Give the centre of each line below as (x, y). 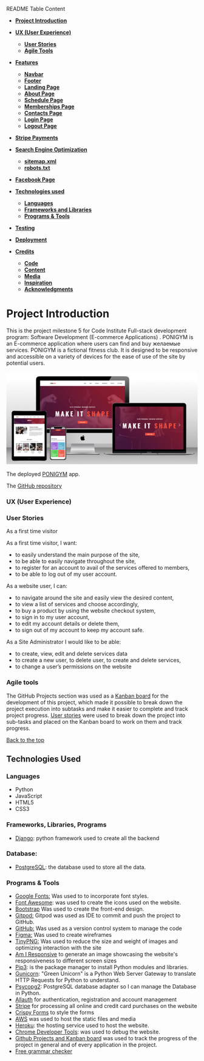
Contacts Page (43, 113)
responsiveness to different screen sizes (66, 961)
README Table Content (36, 9)
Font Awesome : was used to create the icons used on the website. (98, 903)
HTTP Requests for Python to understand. (67, 980)
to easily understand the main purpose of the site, (77, 555)
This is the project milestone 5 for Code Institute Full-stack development (97, 331)
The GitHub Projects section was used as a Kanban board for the (87, 696)
